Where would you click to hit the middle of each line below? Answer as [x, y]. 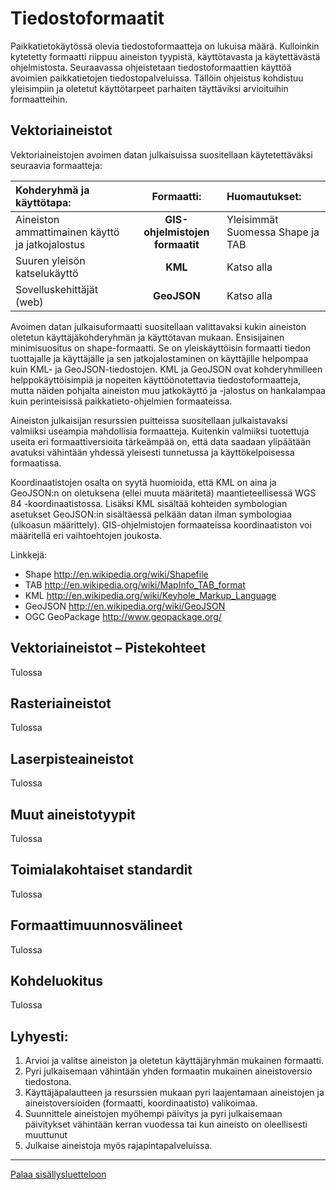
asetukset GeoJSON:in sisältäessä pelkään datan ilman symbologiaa [151, 514]
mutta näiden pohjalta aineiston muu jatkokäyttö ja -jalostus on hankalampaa [168, 390]
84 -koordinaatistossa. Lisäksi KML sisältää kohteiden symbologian [149, 503]
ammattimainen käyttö [67, 232]
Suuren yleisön [50, 260]
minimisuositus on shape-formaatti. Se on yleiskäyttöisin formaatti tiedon [161, 348]
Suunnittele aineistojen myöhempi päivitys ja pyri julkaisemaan [153, 1114]
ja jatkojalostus [50, 244]
